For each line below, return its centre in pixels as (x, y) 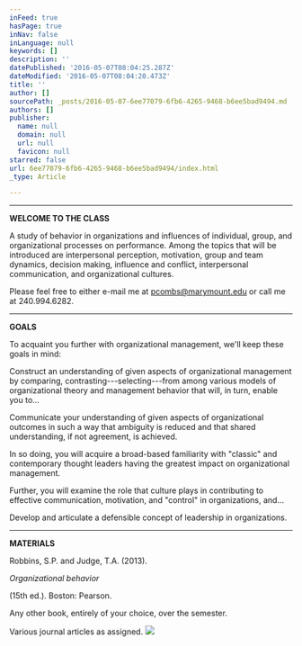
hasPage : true (36, 26)
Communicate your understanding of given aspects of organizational (137, 417)
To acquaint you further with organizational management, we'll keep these (147, 345)
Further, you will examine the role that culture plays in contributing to (136, 490)
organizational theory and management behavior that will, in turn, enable (144, 390)
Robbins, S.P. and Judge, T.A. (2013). (79, 561)
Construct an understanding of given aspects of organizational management (151, 372)
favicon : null (44, 151)
